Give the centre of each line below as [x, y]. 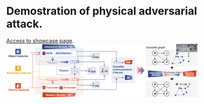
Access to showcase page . [40, 41]
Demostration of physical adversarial [102, 11]
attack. [24, 24]
